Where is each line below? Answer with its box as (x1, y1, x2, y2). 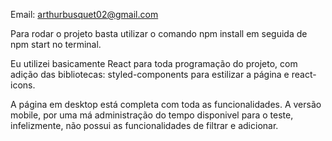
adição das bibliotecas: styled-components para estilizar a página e (10, 69, 290, 80)
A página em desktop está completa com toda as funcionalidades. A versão (10, 99, 322, 110)
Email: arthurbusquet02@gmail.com (10, 9, 159, 20)
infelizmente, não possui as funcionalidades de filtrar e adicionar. (10, 120, 279, 131)
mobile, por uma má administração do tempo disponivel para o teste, (10, 109, 294, 121)
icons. (10, 79, 36, 91)
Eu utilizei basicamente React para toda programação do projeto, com (10, 58, 298, 69)
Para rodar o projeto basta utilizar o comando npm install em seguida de (10, 28, 308, 39)
